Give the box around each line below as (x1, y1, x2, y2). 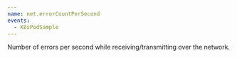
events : (7, 17, 31, 24)
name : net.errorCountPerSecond (7, 10, 100, 18)
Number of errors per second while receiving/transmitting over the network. (7, 43, 230, 52)
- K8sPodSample (14, 23, 59, 30)
